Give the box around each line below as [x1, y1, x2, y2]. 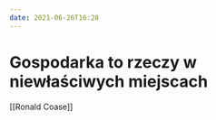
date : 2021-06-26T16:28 [9, 13, 100, 23]
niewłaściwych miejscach [9, 71, 209, 91]
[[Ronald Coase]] [9, 101, 74, 112]
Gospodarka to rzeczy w [9, 51, 198, 72]
